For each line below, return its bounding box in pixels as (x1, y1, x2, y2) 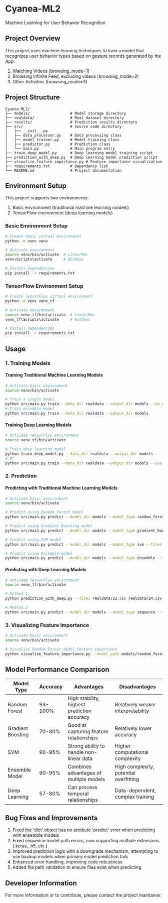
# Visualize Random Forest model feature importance (5, 647, 117, 652)
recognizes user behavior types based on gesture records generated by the (5, 53, 161, 59)
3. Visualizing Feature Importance (5, 621, 89, 628)
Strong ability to (67, 742, 105, 749)
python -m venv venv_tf (5, 298, 55, 304)
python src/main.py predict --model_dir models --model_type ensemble (5, 556, 155, 561)
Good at (67, 722, 86, 729)
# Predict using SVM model (5, 537, 61, 542)
